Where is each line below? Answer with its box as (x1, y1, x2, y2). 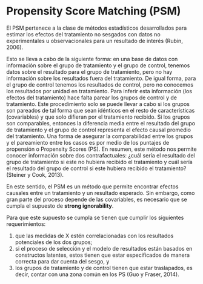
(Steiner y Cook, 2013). (6, 171, 64, 178)
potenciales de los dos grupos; (15, 238, 93, 246)
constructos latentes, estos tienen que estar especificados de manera (15, 251, 190, 259)
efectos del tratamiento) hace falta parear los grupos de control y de (6, 94, 178, 101)
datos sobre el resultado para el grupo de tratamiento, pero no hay (6, 68, 173, 75)
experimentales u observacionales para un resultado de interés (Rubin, (6, 37, 183, 44)
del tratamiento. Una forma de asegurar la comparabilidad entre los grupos (6, 132, 193, 140)
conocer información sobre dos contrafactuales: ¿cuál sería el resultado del (6, 151, 195, 159)
